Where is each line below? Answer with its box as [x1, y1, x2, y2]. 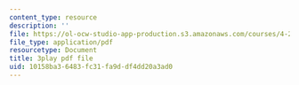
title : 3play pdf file [9, 54, 93, 63]
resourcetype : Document [9, 46, 98, 55]
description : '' [9, 21, 69, 30]
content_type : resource [9, 12, 98, 22]
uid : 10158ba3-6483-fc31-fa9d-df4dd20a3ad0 [9, 63, 174, 72]
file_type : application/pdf [9, 37, 114, 47]
